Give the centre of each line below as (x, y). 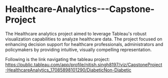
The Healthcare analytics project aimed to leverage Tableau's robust (76, 33)
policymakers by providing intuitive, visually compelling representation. (78, 49)
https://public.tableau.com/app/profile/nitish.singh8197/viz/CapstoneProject (84, 64)
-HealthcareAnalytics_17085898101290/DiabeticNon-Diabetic (68, 70)
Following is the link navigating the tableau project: (58, 59)
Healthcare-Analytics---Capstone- (80, 9)
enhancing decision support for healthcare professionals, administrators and (84, 44)
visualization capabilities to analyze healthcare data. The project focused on (84, 39)
